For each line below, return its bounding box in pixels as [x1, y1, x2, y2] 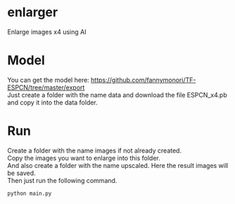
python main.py [7, 190, 52, 197]
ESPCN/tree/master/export [7, 83, 85, 92]
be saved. [7, 169, 37, 177]
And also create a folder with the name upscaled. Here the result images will [7, 161, 229, 169]
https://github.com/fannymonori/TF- [90, 76, 196, 84]
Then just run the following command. [7, 176, 118, 184]
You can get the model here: [7, 76, 89, 84]
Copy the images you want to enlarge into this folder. [7, 153, 160, 162]
